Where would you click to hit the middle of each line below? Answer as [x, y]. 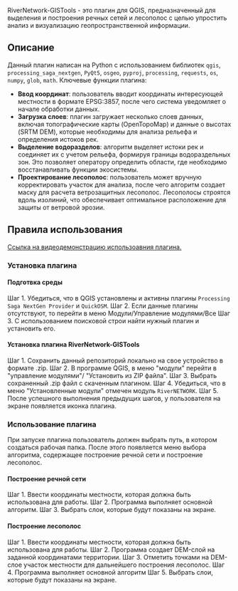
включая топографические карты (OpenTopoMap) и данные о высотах [124, 124]
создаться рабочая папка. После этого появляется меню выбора [107, 447]
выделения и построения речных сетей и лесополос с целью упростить [117, 18]
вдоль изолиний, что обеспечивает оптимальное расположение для [121, 199]
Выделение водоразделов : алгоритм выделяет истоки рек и [110, 147]
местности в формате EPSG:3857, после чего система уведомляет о [121, 101]
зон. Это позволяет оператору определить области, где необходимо [122, 162]
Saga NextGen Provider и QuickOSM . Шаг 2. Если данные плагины [103, 305]
